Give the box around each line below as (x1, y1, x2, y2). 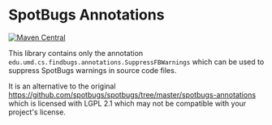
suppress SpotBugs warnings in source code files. (8, 65, 177, 75)
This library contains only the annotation (8, 48, 144, 58)
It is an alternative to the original (8, 81, 116, 91)
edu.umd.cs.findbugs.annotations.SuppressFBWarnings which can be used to (8, 57, 265, 67)
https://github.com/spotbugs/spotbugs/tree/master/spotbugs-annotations (8, 89, 257, 99)
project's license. (8, 107, 67, 117)
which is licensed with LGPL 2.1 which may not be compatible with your (8, 98, 247, 108)
